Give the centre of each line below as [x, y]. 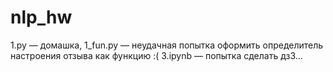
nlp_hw [41, 17]
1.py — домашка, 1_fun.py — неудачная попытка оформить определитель [167, 45]
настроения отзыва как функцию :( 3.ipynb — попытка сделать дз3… [156, 55]
